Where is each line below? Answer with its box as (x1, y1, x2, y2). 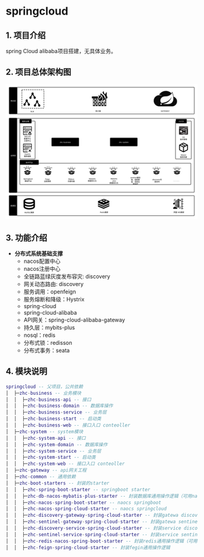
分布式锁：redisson (23, 339, 72, 346)
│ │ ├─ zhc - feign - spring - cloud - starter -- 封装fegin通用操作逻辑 (5, 544, 171, 550)
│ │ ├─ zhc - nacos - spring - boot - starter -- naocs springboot (5, 499, 162, 506)
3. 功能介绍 (5, 232, 47, 243)
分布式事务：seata (23, 347, 70, 354)
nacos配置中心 (23, 257, 61, 265)
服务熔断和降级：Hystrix (23, 296, 85, 303)
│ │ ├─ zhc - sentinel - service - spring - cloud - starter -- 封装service (5, 531, 179, 537)
